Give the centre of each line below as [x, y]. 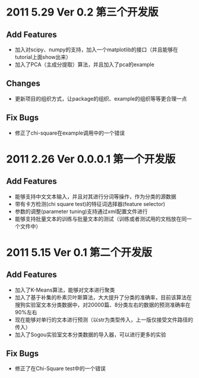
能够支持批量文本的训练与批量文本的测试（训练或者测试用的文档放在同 [101, 218]
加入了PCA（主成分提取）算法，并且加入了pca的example [84, 64]
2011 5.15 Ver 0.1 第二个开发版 [79, 252]
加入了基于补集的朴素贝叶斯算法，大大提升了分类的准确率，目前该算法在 [103, 297]
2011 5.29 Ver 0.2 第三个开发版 [82, 12]
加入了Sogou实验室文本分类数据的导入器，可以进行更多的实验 [90, 335]
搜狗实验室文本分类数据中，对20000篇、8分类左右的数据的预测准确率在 [103, 305]
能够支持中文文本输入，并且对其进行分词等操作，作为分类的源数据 [95, 196]
